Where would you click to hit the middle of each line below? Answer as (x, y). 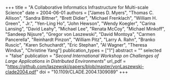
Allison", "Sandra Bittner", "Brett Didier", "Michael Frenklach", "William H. (81, 18)
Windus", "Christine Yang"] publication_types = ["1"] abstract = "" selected (83, 50)
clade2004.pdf (21, 72)
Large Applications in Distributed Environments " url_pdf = (66, 61)
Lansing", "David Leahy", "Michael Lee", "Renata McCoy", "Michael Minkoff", (85, 29)
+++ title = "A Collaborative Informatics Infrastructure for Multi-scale (77, 7)
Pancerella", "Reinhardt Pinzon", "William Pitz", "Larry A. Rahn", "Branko (80, 39)
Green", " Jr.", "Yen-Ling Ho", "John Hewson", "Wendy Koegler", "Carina (80, 23)
